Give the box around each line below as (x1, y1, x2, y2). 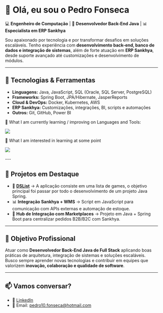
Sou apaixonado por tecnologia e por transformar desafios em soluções (5, 37, 149, 43)
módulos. (5, 58, 24, 63)
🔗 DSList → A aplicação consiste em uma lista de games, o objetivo (12, 183, 147, 188)
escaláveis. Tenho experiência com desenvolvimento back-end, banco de (5, 42, 155, 48)
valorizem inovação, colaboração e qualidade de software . (5, 263, 125, 268)
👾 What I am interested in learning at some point (5, 138, 101, 143)
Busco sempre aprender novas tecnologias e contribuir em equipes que (5, 258, 148, 264)
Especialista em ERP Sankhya (5, 28, 66, 33)
